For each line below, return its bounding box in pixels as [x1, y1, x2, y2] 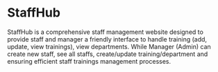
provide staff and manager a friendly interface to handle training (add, [7, 35, 207, 43]
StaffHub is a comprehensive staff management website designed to [7, 28, 203, 36]
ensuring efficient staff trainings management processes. [7, 57, 171, 65]
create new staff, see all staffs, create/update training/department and [7, 50, 208, 58]
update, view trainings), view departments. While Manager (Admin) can [7, 42, 212, 51]
